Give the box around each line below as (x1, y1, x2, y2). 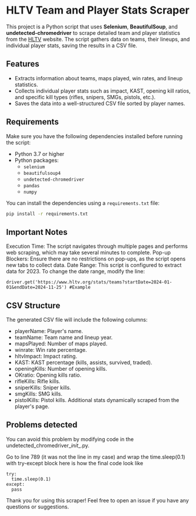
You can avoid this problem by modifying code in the (6, 435, 134, 443)
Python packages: (14, 156, 59, 164)
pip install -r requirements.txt (6, 211, 88, 217)
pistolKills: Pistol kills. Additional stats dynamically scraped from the (14, 397, 180, 404)
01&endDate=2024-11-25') (6, 285, 67, 290)
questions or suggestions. (6, 503, 69, 510)
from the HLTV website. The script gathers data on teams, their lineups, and (6, 35, 190, 43)
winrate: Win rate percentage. (14, 347, 87, 354)
